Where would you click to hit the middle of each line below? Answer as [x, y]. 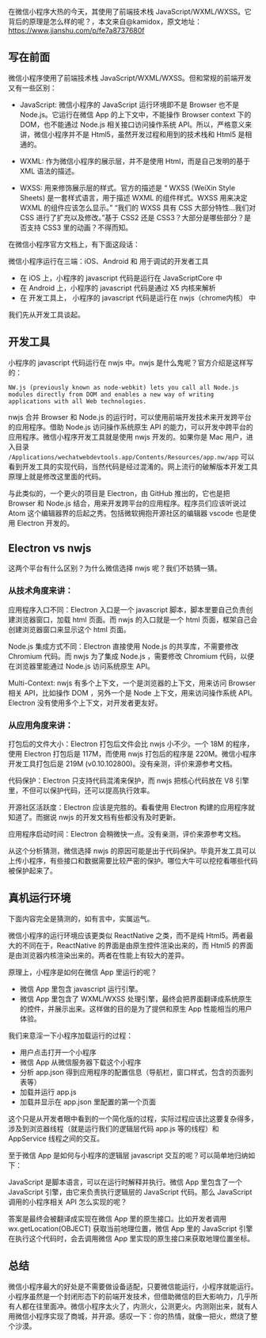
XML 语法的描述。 [49, 171]
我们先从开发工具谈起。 [46, 314]
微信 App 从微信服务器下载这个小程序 [80, 1062]
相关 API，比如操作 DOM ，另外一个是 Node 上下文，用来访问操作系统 [123, 692]
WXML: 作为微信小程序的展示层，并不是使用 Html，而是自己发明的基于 [135, 161]
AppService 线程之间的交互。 [56, 1138]
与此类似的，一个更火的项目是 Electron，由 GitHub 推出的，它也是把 [119, 493]
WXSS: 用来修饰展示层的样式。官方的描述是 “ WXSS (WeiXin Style [127, 188]
